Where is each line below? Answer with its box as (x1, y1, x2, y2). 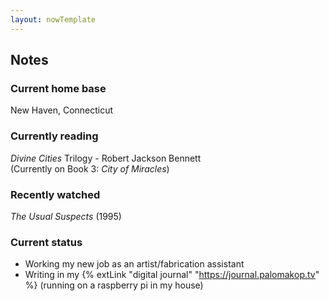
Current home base (10, 81, 107, 95)
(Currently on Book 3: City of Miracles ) (10, 162, 170, 175)
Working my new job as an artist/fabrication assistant (24, 258, 245, 270)
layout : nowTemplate (10, 14, 97, 25)
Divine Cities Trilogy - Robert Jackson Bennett (10, 152, 202, 164)
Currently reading (10, 129, 99, 143)
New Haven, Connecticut (10, 104, 114, 116)
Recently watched (10, 187, 101, 201)
